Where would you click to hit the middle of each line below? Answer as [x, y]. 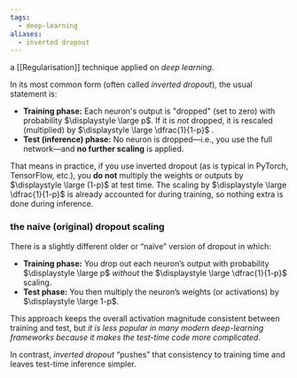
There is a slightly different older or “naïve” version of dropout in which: [141, 246]
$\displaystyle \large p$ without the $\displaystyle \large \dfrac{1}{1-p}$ [155, 272]
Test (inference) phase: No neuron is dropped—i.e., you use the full [148, 139]
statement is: [34, 94]
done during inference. [52, 204]
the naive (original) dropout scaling [87, 227]
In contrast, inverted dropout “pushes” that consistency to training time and [148, 354]
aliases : [26, 34]
